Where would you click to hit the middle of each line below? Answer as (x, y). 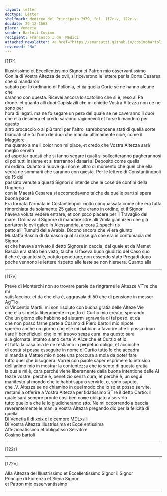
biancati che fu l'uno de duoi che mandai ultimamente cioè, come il (74, 134)
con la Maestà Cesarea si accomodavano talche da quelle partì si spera (78, 193)
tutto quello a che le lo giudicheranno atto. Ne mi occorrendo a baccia (77, 403)
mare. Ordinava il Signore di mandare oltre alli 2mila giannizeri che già (77, 219)
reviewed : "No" (21, 47)
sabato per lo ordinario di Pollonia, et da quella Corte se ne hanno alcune (80, 87)
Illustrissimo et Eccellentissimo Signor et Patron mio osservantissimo (75, 71)
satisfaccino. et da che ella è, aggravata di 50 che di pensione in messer (79, 296)
